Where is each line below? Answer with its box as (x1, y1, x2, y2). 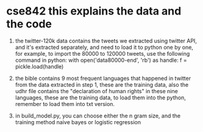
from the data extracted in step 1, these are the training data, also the (15, 81, 189, 88)
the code (6, 17, 52, 31)
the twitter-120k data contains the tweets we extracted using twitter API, (15, 37, 197, 44)
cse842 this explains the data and (6, 4, 182, 18)
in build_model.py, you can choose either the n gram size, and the (15, 112, 181, 119)
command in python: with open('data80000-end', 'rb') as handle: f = (15, 56, 187, 64)
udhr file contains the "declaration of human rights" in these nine (15, 87, 178, 94)
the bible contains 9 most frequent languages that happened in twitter (15, 74, 191, 82)
